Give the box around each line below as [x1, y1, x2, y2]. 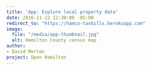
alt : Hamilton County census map [12, 37, 97, 43]
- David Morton [6, 49, 45, 55]
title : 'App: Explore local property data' [6, 9, 119, 15]
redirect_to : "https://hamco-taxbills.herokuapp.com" [6, 20, 146, 26]
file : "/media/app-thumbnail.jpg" [12, 32, 99, 38]
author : [6, 43, 26, 49]
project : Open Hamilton [6, 54, 67, 60]
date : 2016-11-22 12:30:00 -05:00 [6, 15, 94, 21]
